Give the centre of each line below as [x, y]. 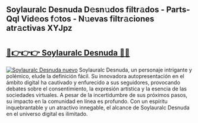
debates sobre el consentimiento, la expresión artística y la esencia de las [97, 89]
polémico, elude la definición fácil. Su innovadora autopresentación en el [95, 76]
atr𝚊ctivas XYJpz [39, 28]
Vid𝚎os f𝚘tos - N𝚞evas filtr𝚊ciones [88, 19]
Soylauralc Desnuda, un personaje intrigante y [135, 70]
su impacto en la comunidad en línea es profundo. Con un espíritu [87, 101]
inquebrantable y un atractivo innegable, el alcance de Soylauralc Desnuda [98, 108]
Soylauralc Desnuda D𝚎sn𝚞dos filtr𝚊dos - [85, 10]
